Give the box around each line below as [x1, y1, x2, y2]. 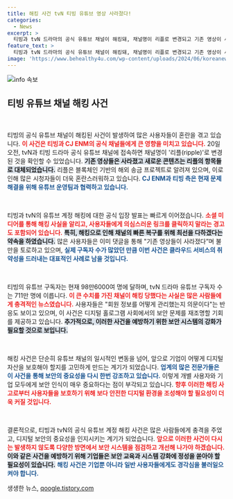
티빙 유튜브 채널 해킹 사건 [7, 98, 109, 110]
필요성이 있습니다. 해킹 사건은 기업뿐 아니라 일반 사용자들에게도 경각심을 [7, 460, 200, 468]
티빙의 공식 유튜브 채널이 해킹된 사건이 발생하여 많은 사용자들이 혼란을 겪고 [7, 130, 209, 139]
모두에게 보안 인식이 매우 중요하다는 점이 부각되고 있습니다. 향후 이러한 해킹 [14, 380, 218, 389]
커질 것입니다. [14, 397, 52, 406]
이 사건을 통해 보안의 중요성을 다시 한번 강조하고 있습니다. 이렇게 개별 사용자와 [7, 371, 216, 380]
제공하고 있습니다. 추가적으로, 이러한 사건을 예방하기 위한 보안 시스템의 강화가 [14, 317, 222, 325]
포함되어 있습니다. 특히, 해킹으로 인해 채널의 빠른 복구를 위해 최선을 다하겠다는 [14, 228, 223, 237]
